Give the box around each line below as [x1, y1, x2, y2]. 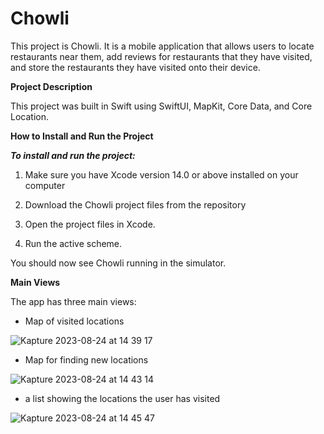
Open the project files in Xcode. [24, 218, 156, 230]
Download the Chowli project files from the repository [24, 198, 247, 211]
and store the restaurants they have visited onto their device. [10, 61, 261, 73]
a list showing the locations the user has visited [24, 392, 221, 404]
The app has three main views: [10, 295, 137, 307]
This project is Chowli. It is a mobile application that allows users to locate [10, 40, 315, 52]
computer [24, 179, 66, 191]
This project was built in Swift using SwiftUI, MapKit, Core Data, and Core [10, 100, 313, 112]
